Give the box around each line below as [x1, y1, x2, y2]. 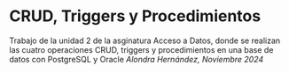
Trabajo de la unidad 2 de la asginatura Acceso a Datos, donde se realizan [9, 35, 281, 46]
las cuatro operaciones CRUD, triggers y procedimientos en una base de [9, 44, 274, 55]
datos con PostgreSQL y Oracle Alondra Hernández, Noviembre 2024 [9, 54, 264, 64]
